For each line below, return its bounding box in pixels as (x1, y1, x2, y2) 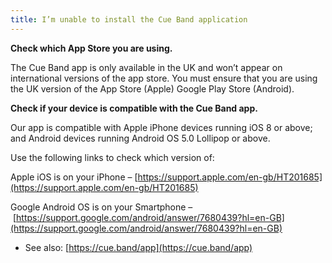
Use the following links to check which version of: (10, 151, 215, 163)
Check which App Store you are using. (10, 42, 173, 54)
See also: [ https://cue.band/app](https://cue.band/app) (24, 241, 253, 253)
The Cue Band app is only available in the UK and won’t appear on (10, 61, 283, 73)
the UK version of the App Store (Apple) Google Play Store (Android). (10, 82, 295, 95)
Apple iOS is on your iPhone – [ (10, 171, 138, 183)
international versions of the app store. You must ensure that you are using (10, 72, 318, 84)
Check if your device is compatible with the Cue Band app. (10, 102, 258, 114)
